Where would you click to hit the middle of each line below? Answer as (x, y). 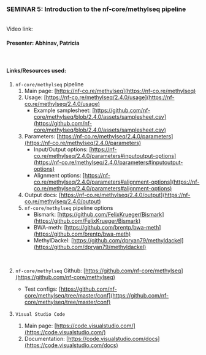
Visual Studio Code (40, 314)
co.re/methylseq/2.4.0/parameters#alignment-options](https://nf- (116, 182)
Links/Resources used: (36, 71)
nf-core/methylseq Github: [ (50, 271)
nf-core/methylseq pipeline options (69, 207)
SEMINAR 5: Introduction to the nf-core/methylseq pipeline (96, 9)
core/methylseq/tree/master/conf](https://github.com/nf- (97, 295)
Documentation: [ (46, 338)
